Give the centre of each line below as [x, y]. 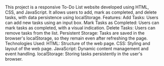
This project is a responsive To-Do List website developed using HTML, [77, 7]
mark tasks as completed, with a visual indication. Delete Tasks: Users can [80, 28]
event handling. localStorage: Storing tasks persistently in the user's [74, 54]
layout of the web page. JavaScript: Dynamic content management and [77, 49]
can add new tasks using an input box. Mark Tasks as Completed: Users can [82, 22]
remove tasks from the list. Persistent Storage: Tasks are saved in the [75, 33]
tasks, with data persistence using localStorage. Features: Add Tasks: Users [82, 17]
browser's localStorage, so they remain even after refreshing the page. [76, 38]
